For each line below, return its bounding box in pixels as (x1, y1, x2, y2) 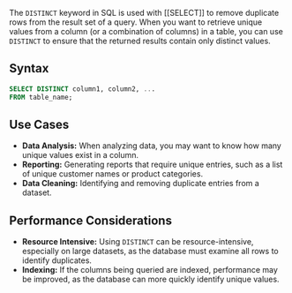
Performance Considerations (9, 213, 172, 228)
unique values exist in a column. (21, 150, 139, 161)
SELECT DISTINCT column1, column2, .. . (9, 84, 156, 94)
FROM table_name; (9, 93, 73, 101)
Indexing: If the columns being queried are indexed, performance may (21, 265, 278, 275)
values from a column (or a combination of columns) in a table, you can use (9, 26, 284, 36)
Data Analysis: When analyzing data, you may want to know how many (21, 140, 282, 151)
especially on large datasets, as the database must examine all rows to (21, 246, 280, 257)
